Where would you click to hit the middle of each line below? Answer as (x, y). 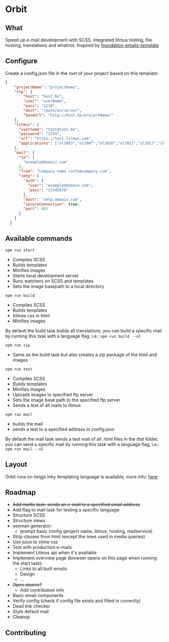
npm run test (19, 369)
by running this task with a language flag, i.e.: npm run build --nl (73, 336)
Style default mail (30, 612)
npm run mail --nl (24, 449)
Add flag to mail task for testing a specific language (66, 510)
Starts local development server (46, 275)
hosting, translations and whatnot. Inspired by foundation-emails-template (82, 45)
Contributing (26, 633)
